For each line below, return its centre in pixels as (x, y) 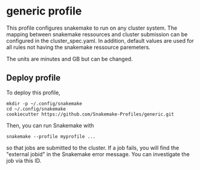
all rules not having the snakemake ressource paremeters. (79, 47)
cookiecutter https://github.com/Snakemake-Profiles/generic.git (90, 114)
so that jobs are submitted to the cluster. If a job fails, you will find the (93, 148)
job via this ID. (24, 160)
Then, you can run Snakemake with (50, 125)
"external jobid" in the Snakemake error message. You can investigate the (98, 154)
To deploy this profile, (33, 93)
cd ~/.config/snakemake (36, 109)
